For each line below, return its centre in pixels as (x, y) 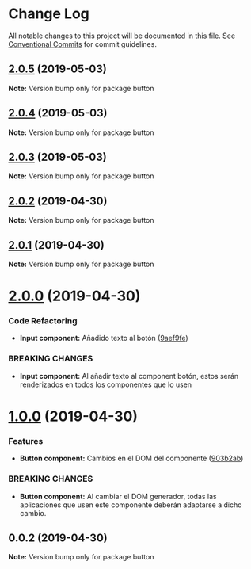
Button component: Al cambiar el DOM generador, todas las (118, 496)
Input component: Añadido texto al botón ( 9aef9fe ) (104, 338)
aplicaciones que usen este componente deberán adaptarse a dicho (131, 505)
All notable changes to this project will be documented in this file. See (122, 36)
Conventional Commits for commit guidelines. (82, 44)
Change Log (49, 14)
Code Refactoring (43, 321)
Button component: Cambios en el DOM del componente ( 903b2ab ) (131, 458)
